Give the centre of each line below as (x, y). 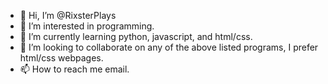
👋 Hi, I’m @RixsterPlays (68, 15)
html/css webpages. (61, 58)
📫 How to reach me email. (74, 69)
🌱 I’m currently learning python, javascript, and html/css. (136, 36)
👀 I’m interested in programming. (87, 26)
